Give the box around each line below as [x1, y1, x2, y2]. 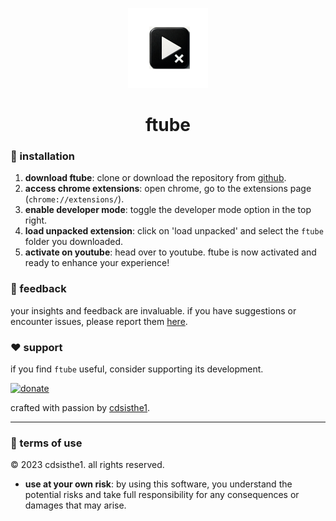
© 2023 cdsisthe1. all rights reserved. [10, 459, 165, 471]
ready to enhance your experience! [24, 257, 170, 269]
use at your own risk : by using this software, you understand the [24, 478, 293, 490]
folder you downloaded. [24, 236, 124, 248]
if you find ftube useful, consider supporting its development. [10, 363, 264, 375]
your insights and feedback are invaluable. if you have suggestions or [10, 304, 297, 317]
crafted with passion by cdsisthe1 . [10, 402, 151, 414]
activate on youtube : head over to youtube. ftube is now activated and [24, 246, 317, 258]
